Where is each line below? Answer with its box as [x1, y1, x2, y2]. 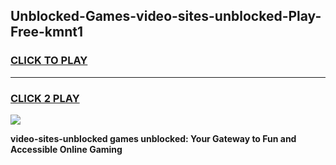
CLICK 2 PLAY [10, 91, 80, 105]
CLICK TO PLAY [10, 54, 88, 68]
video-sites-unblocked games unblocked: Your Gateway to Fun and [10, 132, 297, 144]
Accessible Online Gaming [10, 143, 123, 155]
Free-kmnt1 [10, 24, 83, 41]
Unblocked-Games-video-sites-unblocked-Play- [10, 8, 322, 25]
